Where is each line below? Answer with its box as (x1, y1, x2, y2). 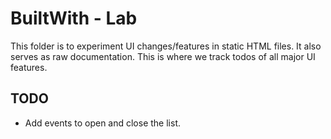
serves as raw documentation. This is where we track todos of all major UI (10, 50, 316, 62)
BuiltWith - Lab (10, 7, 138, 30)
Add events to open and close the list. (24, 117, 181, 129)
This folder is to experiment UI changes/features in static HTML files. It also (10, 40, 322, 52)
